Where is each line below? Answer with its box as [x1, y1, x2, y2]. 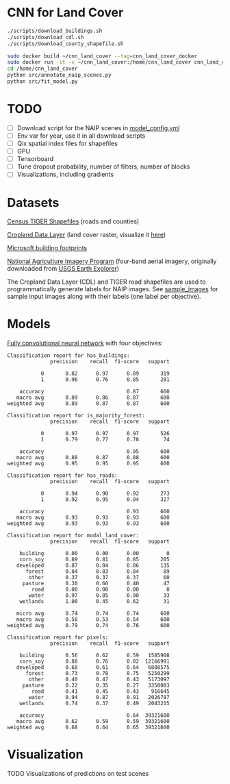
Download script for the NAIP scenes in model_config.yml [16, 123, 180, 132]
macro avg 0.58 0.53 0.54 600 [16, 616, 170, 623]
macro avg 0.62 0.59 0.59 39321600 [16, 718, 170, 725]
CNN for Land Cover [7, 5, 124, 21]
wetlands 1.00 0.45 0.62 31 [19, 598, 170, 605]
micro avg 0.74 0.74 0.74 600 [16, 610, 170, 617]
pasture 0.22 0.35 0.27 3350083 [22, 682, 170, 689]
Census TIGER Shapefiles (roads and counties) [7, 217, 140, 225]
